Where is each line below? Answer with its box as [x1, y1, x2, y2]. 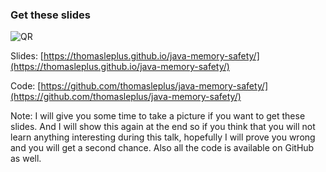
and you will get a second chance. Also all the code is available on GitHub [10, 142, 315, 154]
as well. [10, 153, 42, 165]
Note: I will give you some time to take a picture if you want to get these [10, 110, 306, 122]
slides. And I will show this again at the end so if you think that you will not [10, 121, 316, 133]
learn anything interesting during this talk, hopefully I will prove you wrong [10, 131, 316, 143]
